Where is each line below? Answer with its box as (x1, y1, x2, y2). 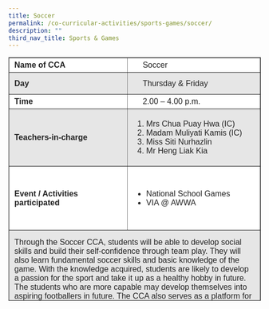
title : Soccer (8, 11, 56, 20)
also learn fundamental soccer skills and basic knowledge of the (14, 256, 239, 265)
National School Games (146, 188, 231, 198)
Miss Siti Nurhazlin (146, 137, 212, 147)
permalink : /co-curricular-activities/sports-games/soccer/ (8, 19, 213, 27)
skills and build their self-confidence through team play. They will (14, 247, 241, 256)
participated (14, 197, 60, 208)
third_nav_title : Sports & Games (8, 34, 120, 42)
